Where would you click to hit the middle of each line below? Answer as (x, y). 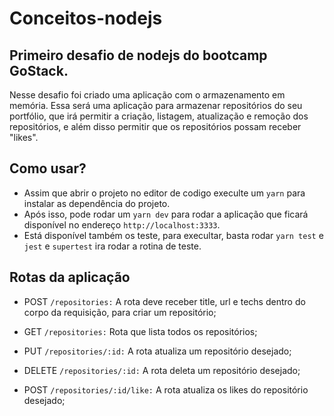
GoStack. (39, 70)
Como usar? (48, 168)
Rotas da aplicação (70, 277)
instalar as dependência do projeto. (97, 203)
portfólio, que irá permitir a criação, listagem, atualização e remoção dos (159, 116)
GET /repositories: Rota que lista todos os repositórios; (140, 331)
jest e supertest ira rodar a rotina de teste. (112, 246)
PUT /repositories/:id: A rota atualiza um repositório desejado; (157, 351)
